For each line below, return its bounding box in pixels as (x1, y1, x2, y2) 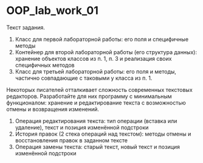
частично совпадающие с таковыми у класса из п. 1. (15, 74, 153, 81)
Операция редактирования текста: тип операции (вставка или (15, 117, 177, 125)
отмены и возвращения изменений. (6, 105, 99, 113)
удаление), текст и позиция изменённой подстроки (15, 123, 149, 131)
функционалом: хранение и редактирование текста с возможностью (6, 99, 187, 106)
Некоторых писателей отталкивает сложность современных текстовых (6, 86, 193, 93)
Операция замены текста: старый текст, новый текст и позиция (15, 143, 181, 150)
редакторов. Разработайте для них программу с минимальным (6, 92, 172, 100)
